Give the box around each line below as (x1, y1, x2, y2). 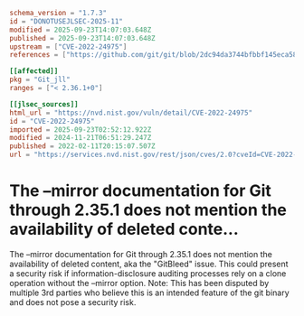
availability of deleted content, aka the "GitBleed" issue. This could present (9, 258, 289, 269)
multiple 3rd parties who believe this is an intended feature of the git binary (9, 287, 290, 298)
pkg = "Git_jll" (9, 75, 71, 85)
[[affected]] (9, 67, 59, 76)
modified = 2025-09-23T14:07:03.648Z (9, 25, 152, 34)
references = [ (9, 51, 67, 60)
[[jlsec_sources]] (9, 99, 79, 108)
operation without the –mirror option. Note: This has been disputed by (9, 277, 270, 288)
